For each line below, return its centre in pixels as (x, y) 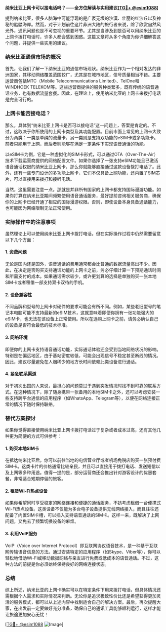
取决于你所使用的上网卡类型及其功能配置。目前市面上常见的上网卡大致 (89, 131)
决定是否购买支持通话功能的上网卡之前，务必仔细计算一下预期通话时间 (89, 270)
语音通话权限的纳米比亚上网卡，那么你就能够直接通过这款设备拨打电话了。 (81, 166)
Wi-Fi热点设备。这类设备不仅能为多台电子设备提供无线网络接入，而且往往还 (82, 509)
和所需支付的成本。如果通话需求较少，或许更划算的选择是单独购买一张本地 (81, 276)
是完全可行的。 (20, 99)
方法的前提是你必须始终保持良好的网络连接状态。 (59, 564)
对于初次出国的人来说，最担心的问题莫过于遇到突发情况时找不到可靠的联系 (81, 386)
